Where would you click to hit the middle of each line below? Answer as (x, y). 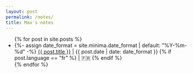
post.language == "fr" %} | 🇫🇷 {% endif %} (68, 58)
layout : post (22, 11)
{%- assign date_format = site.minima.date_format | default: (87, 45)
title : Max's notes (30, 22)
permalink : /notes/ (30, 17)
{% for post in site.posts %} (48, 39)
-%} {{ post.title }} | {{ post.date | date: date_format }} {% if (99, 52)
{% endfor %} (31, 65)
